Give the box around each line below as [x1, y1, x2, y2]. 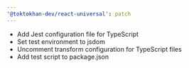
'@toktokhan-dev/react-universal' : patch [6, 10, 131, 18]
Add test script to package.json [16, 52, 109, 61]
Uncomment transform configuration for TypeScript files [16, 45, 182, 53]
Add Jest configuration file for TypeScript [16, 30, 139, 38]
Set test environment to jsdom [16, 37, 106, 46]
